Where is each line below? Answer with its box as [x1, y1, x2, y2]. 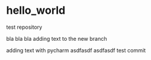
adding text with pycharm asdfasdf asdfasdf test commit [6, 46, 146, 54]
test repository [6, 23, 43, 31]
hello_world [6, 4, 66, 17]
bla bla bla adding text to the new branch [6, 35, 107, 42]
